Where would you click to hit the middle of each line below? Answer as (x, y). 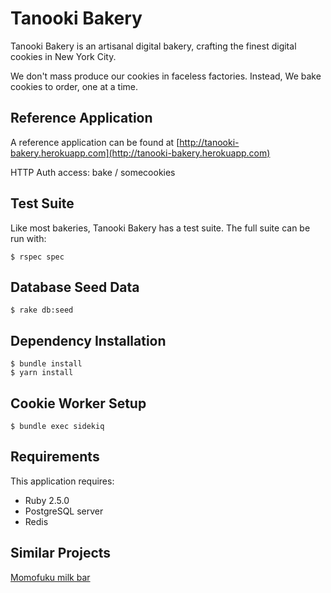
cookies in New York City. (63, 56)
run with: (28, 238)
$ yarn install (42, 373)
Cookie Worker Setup (78, 403)
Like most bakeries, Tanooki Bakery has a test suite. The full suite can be (160, 228)
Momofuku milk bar (50, 577)
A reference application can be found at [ (95, 142)
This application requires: (62, 481)
